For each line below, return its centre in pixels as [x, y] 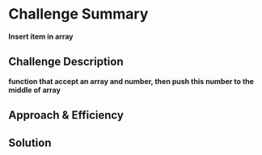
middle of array [34, 90]
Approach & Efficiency [66, 115]
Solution [30, 142]
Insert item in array [41, 36]
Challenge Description [66, 62]
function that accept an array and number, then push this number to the [131, 81]
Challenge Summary [78, 14]
